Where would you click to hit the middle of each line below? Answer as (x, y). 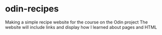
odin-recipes (32, 9)
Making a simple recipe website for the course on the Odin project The (77, 22)
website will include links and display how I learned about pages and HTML (81, 27)
